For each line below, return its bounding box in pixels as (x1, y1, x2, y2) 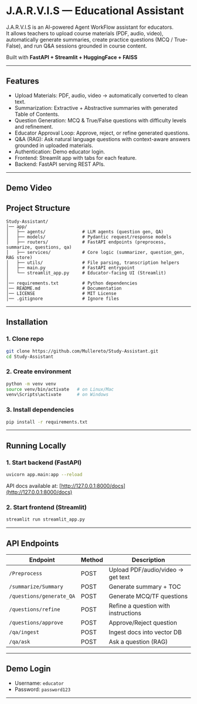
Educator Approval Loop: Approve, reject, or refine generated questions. (14, 129, 189, 136)
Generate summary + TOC (108, 583, 181, 591)
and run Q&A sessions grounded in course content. (23, 42, 148, 49)
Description (131, 556, 165, 564)
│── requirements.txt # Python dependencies (6, 280, 138, 286)
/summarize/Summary (9, 584, 63, 590)
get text (108, 573, 130, 581)
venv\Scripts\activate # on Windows (6, 392, 109, 398)
